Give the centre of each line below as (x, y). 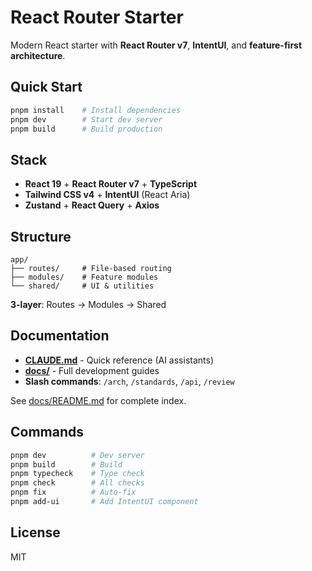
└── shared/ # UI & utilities (82, 286)
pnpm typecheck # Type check (77, 474)
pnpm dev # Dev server (77, 455)
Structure (41, 236)
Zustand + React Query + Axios (92, 205)
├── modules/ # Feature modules (84, 277)
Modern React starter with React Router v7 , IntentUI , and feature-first (156, 45)
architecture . (38, 55)
